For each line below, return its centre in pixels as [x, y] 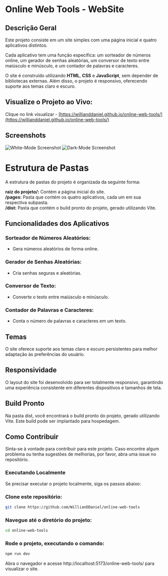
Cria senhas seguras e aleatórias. [47, 273]
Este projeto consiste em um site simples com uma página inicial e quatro [81, 40]
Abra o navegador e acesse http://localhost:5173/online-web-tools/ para [80, 563]
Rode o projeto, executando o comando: [55, 543]
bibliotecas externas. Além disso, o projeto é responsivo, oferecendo [76, 81]
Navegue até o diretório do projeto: [48, 520]
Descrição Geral [31, 28]
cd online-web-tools [27, 531]
